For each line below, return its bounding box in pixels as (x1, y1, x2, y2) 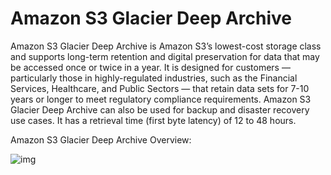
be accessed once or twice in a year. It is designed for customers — (10, 61, 291, 73)
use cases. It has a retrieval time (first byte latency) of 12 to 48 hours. (10, 114, 297, 126)
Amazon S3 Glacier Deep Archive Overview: (10, 133, 192, 146)
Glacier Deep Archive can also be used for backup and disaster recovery (10, 103, 310, 116)
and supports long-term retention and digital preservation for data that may (10, 50, 320, 62)
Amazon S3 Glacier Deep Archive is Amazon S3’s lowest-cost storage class (10, 40, 322, 52)
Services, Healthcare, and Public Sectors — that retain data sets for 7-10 (10, 82, 310, 94)
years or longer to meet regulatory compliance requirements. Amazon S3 (10, 93, 312, 105)
